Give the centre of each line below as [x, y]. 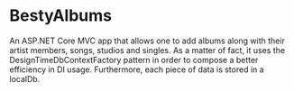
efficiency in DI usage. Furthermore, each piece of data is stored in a [137, 69]
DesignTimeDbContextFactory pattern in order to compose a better [134, 60]
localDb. [25, 78]
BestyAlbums [61, 16]
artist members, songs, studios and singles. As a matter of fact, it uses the [147, 50]
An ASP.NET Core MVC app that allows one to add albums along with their [147, 41]
